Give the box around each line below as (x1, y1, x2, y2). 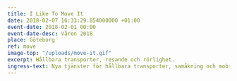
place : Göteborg (7, 37, 55, 44)
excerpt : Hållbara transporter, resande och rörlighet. (7, 56, 175, 63)
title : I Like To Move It (7, 10, 83, 18)
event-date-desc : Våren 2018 (7, 30, 93, 37)
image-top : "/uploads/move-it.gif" (7, 50, 112, 57)
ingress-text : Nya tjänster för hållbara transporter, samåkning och (7, 63, 217, 70)
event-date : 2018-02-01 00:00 (7, 23, 97, 30)
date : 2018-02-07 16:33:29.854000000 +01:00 (7, 17, 140, 24)
